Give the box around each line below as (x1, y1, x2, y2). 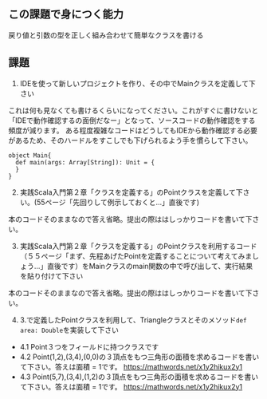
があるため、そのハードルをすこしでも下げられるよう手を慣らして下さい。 (8, 135, 253, 145)
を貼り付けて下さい (19, 271, 84, 281)
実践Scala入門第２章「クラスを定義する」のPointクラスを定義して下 (19, 187, 243, 197)
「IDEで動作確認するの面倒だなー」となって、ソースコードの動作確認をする (8, 115, 256, 125)
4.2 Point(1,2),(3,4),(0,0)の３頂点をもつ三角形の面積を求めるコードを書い (19, 352, 260, 361)
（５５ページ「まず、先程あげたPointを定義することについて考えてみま (19, 251, 253, 261)
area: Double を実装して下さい (19, 325, 120, 334)
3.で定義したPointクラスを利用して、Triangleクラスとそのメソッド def (19, 314, 247, 325)
